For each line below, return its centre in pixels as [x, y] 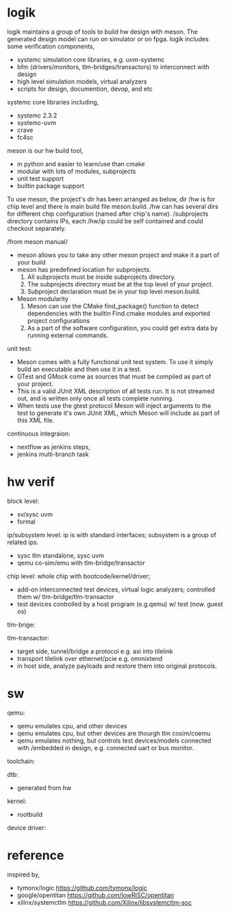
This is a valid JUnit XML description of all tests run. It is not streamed [116, 391]
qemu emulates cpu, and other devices [72, 725]
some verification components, [51, 46]
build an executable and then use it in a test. [79, 369]
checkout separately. [37, 228]
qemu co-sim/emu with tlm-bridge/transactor [81, 563]
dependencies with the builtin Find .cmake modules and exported [119, 313]
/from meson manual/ [38, 241]
